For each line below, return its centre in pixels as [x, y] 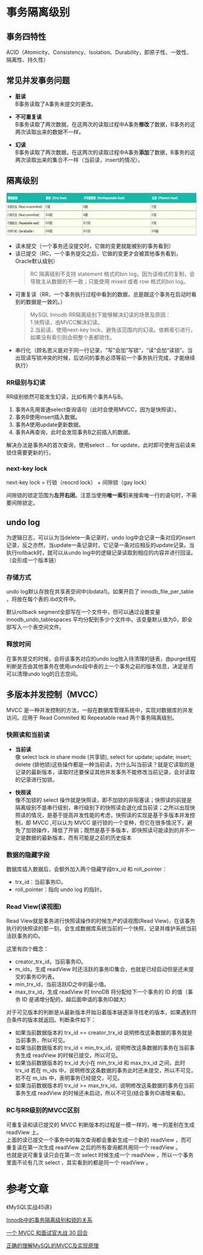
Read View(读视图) [34, 906]
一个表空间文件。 [43, 627]
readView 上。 [24, 1132]
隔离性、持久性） [27, 60]
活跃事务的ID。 [25, 936]
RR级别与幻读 [26, 382]
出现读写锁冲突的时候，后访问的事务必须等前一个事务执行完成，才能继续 [105, 358]
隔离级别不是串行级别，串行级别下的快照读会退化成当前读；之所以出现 [102, 807]
